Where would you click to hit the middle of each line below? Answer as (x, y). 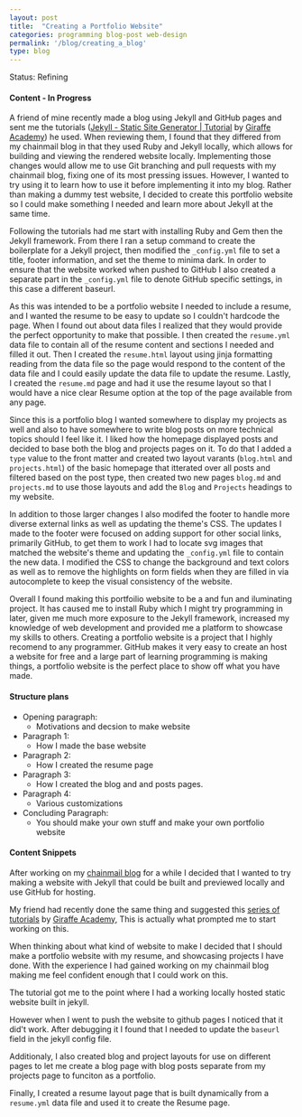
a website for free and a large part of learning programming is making (139, 657)
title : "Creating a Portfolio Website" (87, 26)
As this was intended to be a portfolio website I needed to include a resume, (150, 306)
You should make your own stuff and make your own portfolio (150, 822)
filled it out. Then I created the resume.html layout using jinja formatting (141, 354)
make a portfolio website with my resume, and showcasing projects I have (146, 955)
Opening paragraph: (59, 717)
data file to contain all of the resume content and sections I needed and (142, 345)
